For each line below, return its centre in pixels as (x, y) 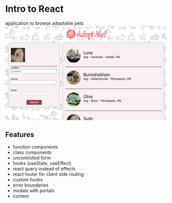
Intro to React (35, 9)
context (21, 196)
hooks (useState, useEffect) (42, 163)
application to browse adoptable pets (45, 23)
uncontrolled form (32, 158)
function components (35, 147)
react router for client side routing (48, 174)
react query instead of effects (44, 169)
